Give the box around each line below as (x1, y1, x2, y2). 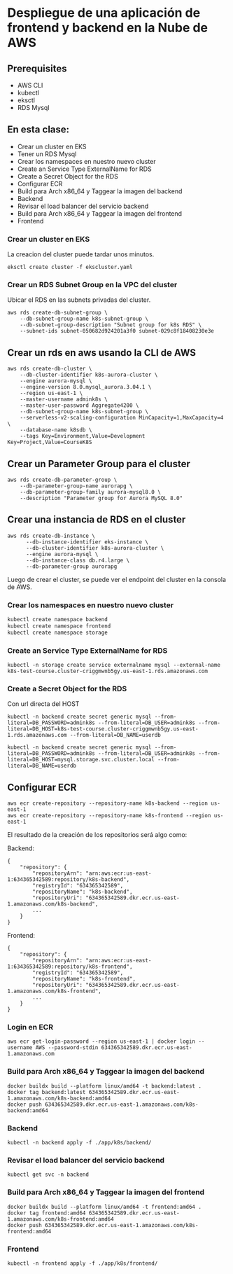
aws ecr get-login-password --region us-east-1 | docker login (7, 1038, 196, 1045)
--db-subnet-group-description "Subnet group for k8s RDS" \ (20, 321, 202, 328)
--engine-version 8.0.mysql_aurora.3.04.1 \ (20, 384, 152, 391)
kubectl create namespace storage (7, 629, 108, 636)
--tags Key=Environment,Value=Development (20, 433, 146, 440)
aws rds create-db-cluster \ (7, 366, 92, 373)
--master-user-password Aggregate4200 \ (20, 402, 139, 409)
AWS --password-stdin (35, 1044, 99, 1051)
